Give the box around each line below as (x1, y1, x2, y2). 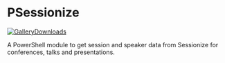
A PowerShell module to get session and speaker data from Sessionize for (7, 40, 219, 49)
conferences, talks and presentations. (7, 48, 116, 56)
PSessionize (7, 5, 80, 21)
